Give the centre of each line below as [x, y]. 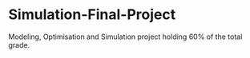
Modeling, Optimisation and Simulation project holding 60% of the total [125, 37]
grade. [19, 44]
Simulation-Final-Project [92, 15]
